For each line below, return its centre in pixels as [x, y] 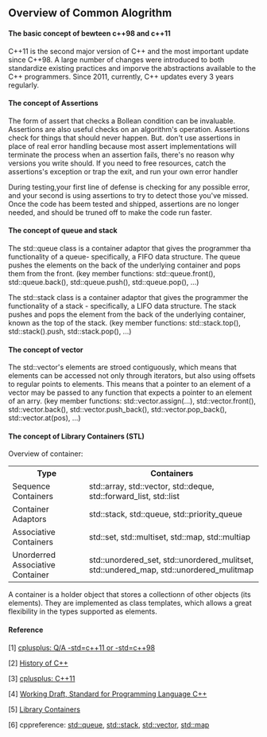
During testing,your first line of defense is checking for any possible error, [129, 187]
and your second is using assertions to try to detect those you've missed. [128, 195]
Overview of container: [46, 454]
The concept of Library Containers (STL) [76, 436]
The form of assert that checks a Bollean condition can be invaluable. [122, 121]
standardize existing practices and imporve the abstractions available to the [132, 68]
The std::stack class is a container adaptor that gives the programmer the [128, 297]
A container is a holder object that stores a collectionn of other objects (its [130, 595]
